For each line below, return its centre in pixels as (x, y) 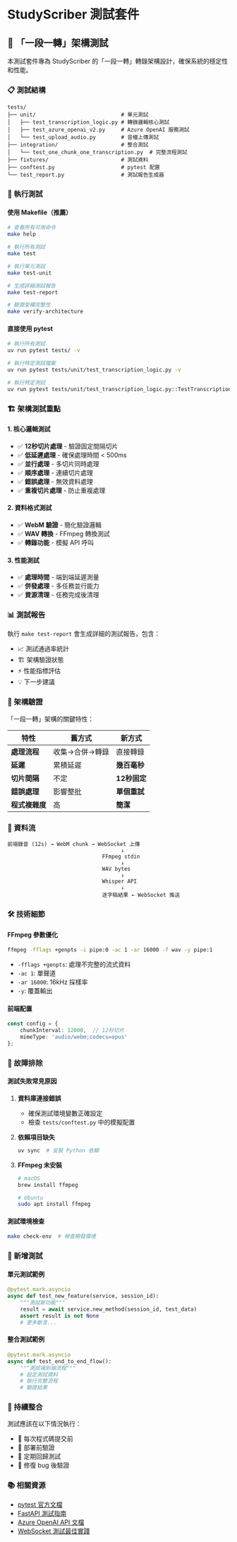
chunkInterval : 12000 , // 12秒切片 (72, 1031)
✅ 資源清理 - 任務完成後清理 (58, 595)
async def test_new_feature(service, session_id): (83, 1296)
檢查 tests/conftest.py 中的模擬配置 (81, 1122)
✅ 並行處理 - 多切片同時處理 (58, 463)
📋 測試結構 (26, 90)
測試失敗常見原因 (32, 1081)
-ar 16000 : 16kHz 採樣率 (53, 982)
